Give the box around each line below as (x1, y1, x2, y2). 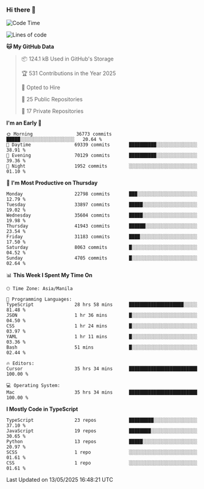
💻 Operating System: (6, 383, 61, 389)
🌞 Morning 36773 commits (6, 131, 112, 137)
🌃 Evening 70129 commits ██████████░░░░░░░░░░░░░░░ (6, 153, 198, 159)
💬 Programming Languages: (6, 296, 72, 303)
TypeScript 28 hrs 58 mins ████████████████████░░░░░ (6, 302, 198, 308)
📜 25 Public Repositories (21, 96, 83, 103)
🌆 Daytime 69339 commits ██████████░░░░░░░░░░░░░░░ (6, 142, 198, 148)
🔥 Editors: (6, 360, 35, 367)
